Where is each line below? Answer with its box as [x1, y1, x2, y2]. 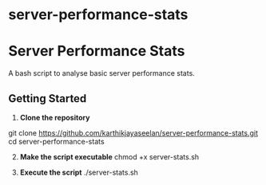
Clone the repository [19, 112, 90, 122]
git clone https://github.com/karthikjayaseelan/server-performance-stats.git [8, 128, 258, 137]
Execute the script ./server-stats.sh [19, 167, 138, 177]
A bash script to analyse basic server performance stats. [8, 69, 196, 78]
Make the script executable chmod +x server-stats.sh [19, 152, 200, 161]
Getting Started [8, 92, 87, 105]
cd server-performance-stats [8, 136, 105, 146]
